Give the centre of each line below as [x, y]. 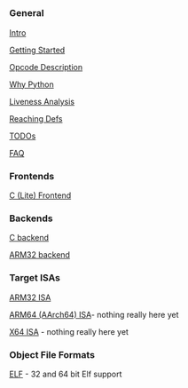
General [27, 13]
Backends [31, 218]
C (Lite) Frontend [40, 195]
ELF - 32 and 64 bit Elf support [66, 374]
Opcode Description [46, 67]
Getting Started [37, 50]
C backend [29, 238]
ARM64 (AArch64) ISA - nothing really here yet [94, 314]
